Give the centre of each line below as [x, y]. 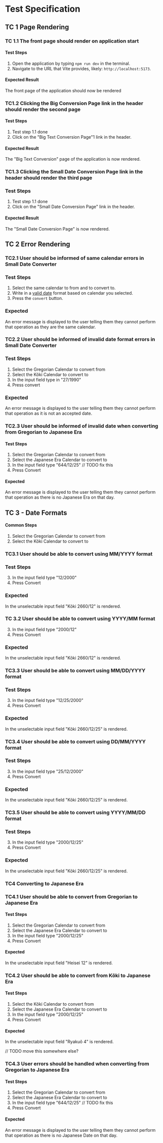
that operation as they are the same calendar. [51, 327]
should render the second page [43, 109]
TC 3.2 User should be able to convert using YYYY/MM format [80, 619]
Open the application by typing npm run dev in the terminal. [71, 63]
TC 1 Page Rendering [37, 27]
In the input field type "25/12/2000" [48, 771]
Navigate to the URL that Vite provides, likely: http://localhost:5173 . [81, 68]
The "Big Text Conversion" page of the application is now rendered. [73, 159]
